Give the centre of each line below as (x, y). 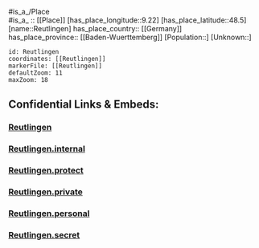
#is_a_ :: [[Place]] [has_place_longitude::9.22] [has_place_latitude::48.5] (127, 20)
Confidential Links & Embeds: (84, 105)
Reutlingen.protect (46, 170)
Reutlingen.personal (49, 213)
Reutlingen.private (45, 192)
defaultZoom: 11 (35, 73)
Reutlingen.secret (44, 234)
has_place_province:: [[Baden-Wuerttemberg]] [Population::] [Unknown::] (130, 37)
